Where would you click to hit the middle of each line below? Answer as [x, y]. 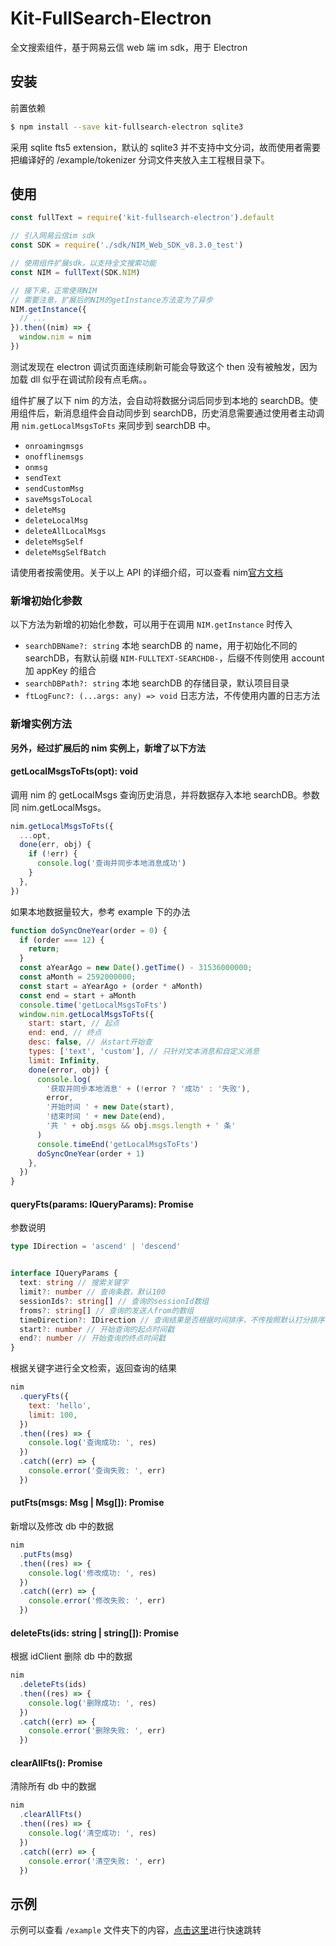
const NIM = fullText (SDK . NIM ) [75, 272]
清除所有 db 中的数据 [53, 1786]
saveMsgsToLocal [58, 499]
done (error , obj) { [69, 1070]
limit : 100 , [53, 1415]
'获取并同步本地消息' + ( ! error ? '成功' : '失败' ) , [148, 1088]
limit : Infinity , [64, 1060]
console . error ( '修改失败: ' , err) [97, 1601]
